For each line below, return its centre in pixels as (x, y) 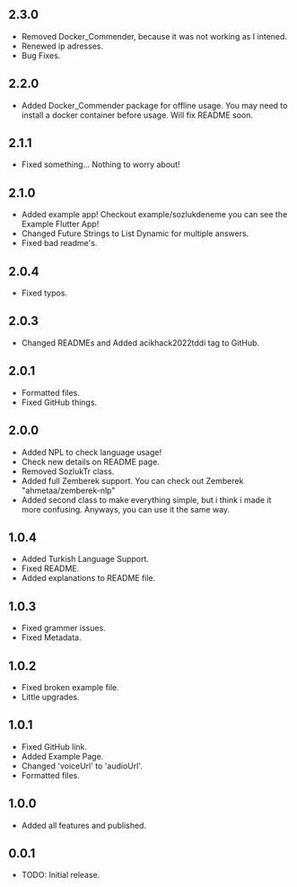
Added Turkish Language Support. (85, 559)
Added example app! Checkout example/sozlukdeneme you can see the (154, 215)
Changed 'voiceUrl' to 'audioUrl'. (82, 766)
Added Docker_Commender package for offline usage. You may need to (154, 105)
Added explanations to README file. (88, 578)
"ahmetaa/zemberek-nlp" (68, 490)
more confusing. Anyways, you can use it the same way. (126, 509)
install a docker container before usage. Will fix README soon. (137, 115)
